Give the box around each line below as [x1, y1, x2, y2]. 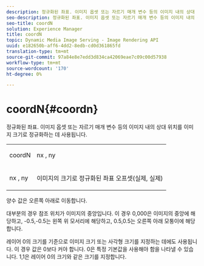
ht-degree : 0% [6, 71, 42, 77]
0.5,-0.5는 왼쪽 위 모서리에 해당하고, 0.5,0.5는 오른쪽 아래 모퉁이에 [26, 217, 184, 225]
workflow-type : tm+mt [6, 60, 61, 66]
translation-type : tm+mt [6, 49, 69, 55]
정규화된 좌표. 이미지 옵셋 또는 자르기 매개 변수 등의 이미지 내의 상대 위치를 [6, 123, 183, 131]
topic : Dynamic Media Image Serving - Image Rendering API [6, 37, 159, 43]
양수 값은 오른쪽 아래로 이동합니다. [6, 197, 87, 204]
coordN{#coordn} [6, 103, 98, 116]
